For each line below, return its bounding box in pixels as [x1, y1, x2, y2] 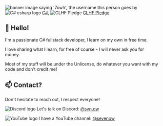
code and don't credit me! [5, 66, 57, 72]
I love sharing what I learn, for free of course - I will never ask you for [5, 46, 144, 52]
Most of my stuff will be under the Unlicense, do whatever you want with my [5, 61, 159, 67]
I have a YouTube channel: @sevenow [39, 115, 115, 121]
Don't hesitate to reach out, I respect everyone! [5, 96, 100, 102]
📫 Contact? [5, 81, 42, 89]
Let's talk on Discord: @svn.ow [36, 105, 99, 112]
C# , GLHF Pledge [42, 10, 110, 16]
